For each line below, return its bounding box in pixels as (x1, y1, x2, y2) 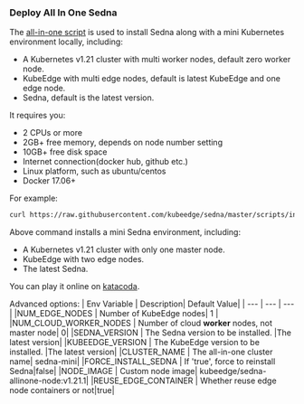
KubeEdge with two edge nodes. (22, 254, 145, 265)
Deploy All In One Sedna (9, 6, 118, 19)
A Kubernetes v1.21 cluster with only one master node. (22, 244, 225, 255)
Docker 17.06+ (22, 175, 77, 186)
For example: (9, 193, 59, 204)
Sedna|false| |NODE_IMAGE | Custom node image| (9, 366, 198, 377)
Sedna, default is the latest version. (22, 92, 155, 103)
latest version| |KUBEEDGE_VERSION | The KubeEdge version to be (9, 337, 261, 348)
